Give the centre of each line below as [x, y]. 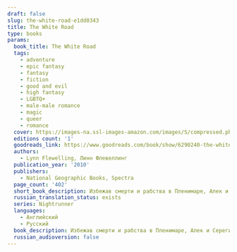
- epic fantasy [42, 66]
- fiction [35, 79]
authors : [26, 152]
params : [19, 40]
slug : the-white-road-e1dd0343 [53, 20]
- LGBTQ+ [33, 100]
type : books [25, 34]
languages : [30, 211]
